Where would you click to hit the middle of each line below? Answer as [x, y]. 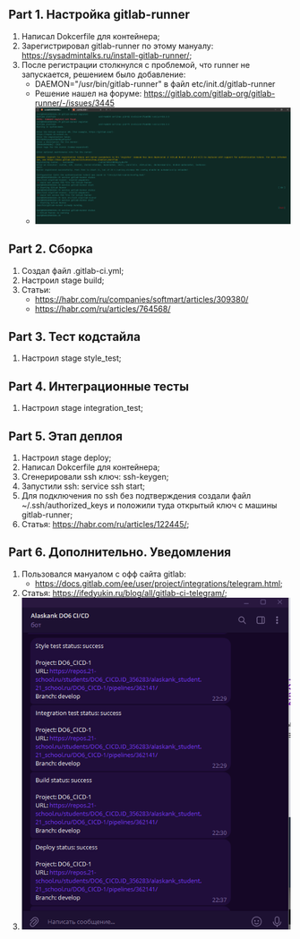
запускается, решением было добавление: [103, 74]
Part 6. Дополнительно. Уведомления [120, 553]
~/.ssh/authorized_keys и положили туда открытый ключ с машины [149, 505]
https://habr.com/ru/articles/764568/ [103, 309]
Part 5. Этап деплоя [65, 436]
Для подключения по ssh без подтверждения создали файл [136, 495]
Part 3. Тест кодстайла [74, 336]
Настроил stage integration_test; [82, 408]
